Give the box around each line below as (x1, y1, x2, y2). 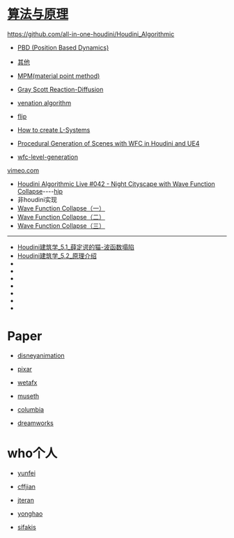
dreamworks (17, 419, 54, 427)
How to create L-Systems (17, 125, 91, 134)
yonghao (17, 509, 43, 518)
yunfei (17, 468, 36, 477)
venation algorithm (17, 98, 72, 107)
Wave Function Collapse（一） (17, 203, 106, 213)
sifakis (17, 523, 36, 531)
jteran (17, 495, 35, 504)
